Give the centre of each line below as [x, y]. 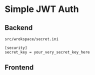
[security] [16, 48]
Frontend [19, 68]
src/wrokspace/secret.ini [31, 39]
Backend [19, 28]
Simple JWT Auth [42, 9]
